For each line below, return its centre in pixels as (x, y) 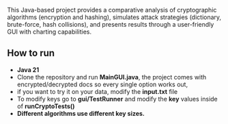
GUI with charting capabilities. (49, 32)
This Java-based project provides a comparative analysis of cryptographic (112, 10)
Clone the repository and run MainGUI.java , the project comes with (112, 77)
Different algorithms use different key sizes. (81, 113)
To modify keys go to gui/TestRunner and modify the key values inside (117, 99)
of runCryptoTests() (46, 106)
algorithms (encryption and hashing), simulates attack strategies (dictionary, (114, 17)
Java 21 (28, 70)
